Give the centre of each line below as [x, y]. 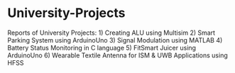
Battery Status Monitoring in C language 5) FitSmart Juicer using [102, 47]
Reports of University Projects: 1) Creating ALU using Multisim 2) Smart [111, 33]
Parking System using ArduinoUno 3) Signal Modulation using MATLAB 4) [115, 40]
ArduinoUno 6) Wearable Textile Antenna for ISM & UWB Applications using [118, 55]
